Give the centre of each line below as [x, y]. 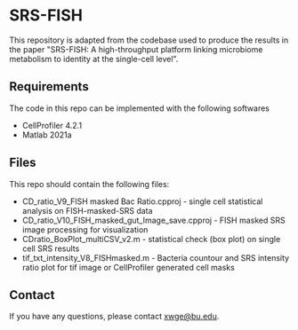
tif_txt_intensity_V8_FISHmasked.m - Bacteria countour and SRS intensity [156, 257]
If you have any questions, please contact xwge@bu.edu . [114, 317]
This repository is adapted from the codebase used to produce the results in [149, 40]
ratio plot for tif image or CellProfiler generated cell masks [129, 267]
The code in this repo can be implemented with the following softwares [139, 108]
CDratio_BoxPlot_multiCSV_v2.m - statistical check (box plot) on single [151, 239]
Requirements [49, 86]
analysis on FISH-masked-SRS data [87, 210]
